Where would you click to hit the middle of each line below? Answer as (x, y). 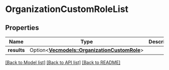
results (16, 50)
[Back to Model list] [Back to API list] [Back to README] (63, 62)
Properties (22, 28)
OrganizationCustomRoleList (67, 9)
